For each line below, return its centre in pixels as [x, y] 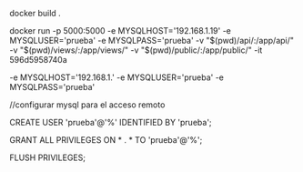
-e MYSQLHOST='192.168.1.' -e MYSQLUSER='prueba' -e [117, 77]
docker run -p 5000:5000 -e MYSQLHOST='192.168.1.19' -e [121, 30]
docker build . [35, 13]
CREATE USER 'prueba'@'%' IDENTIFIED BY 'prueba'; [111, 122]
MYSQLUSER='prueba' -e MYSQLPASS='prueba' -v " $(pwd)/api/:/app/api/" [151, 40]
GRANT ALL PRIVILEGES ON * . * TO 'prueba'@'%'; [106, 140]
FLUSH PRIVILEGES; [48, 157]
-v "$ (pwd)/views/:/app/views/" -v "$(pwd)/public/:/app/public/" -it [136, 50]
